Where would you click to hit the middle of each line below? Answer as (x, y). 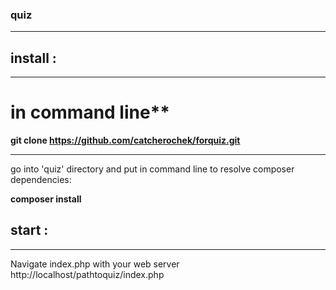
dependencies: (41, 180)
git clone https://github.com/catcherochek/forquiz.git (125, 140)
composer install (46, 199)
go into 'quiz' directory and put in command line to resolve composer (152, 169)
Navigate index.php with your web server (95, 264)
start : (29, 230)
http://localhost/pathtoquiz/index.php (87, 274)
